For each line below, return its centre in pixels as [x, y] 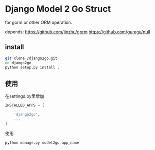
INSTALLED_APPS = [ [25, 105]
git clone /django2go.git [31, 58]
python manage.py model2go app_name [42, 142]
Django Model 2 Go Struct [58, 9]
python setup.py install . [32, 67]
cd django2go [18, 63]
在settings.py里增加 [25, 96]
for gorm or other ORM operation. [39, 22]
